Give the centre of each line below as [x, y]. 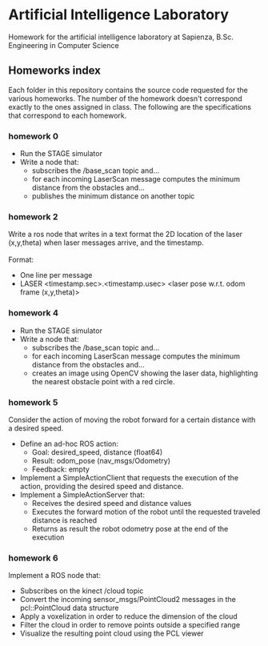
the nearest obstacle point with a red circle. [103, 381]
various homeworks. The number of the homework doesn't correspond [125, 98]
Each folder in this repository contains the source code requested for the [128, 90]
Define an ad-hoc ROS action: [69, 443]
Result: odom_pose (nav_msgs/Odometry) [101, 460]
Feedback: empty [61, 469]
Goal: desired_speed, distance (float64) [97, 452]
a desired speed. [36, 428]
